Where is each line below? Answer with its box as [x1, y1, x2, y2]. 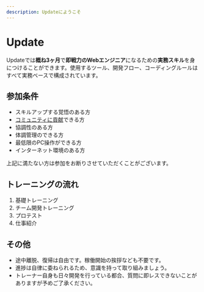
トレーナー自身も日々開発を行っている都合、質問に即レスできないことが [15, 272, 197, 279]
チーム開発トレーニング [15, 204, 75, 211]
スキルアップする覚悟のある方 [15, 108, 90, 116]
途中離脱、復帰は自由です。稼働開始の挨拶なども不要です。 [15, 257, 164, 263]
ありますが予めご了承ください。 [15, 279, 96, 287]
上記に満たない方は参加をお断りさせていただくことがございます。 [6, 159, 172, 167]
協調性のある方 [15, 123, 53, 131]
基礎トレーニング [15, 197, 59, 204]
